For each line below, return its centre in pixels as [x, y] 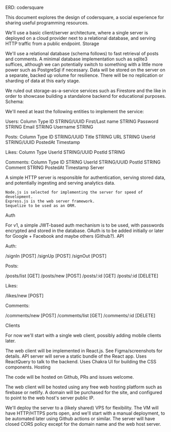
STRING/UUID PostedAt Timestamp [43, 142]
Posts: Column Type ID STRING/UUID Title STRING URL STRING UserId [80, 137]
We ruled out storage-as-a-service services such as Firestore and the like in [86, 91]
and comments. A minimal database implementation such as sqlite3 [76, 59]
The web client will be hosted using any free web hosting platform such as [84, 387]
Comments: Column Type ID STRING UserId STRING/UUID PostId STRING [83, 162]
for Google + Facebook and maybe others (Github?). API [65, 236]
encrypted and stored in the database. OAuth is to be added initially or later [84, 231]
